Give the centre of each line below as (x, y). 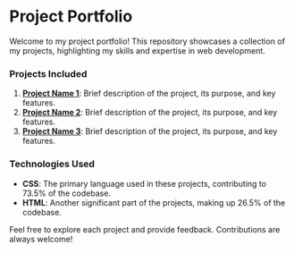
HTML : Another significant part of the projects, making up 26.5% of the (154, 202)
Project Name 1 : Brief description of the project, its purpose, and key (149, 93)
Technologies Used (52, 164)
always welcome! (41, 239)
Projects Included (48, 73)
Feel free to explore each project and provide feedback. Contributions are (145, 229)
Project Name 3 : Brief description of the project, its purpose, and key (150, 131)
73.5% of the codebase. (67, 193)
